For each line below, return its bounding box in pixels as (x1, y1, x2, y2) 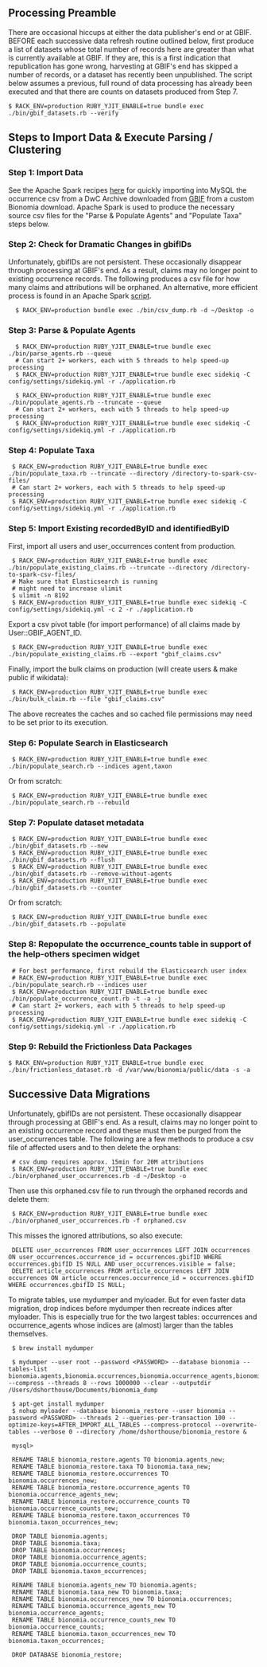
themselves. (8, 1329, 48, 1338)
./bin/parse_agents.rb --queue (8, 350, 112, 358)
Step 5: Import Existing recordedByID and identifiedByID (8, 523, 230, 534)
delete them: (8, 1194, 50, 1203)
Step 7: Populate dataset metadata (8, 816, 145, 828)
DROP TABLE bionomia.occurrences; (11, 1546, 126, 1554)
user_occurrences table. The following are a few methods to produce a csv (8, 1134, 254, 1144)
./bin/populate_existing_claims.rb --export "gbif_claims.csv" (8, 650, 222, 658)
